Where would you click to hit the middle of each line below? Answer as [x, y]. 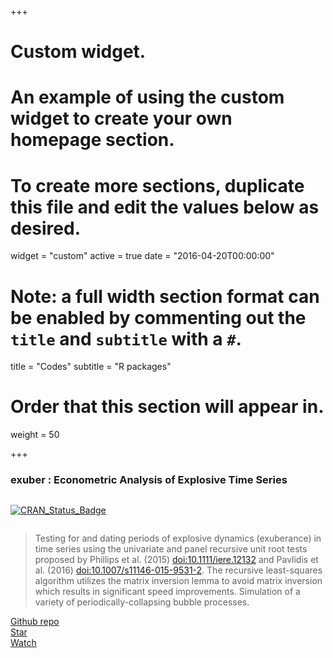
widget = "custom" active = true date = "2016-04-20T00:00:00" [142, 256]
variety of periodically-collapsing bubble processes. [142, 602]
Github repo [35, 622]
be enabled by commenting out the [158, 317]
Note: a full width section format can [165, 296]
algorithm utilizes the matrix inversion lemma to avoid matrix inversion [178, 581]
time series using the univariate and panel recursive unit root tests [171, 549]
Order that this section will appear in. [167, 407]
